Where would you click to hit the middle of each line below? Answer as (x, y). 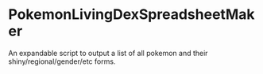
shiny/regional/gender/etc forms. (62, 61)
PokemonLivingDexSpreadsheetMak (131, 15)
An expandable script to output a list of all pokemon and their (108, 53)
